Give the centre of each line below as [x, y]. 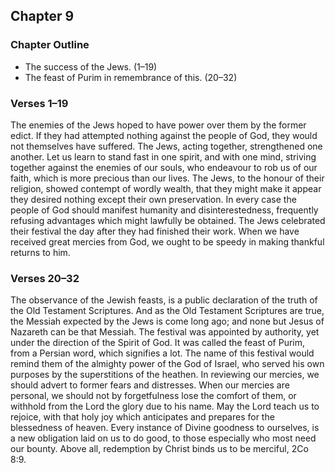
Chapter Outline [50, 45]
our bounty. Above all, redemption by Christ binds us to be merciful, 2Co [159, 449]
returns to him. [40, 252]
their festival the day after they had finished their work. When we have [155, 231]
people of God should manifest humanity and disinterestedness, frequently [164, 210]
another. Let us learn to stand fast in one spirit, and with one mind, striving [163, 156]
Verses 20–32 [45, 278]
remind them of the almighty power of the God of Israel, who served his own [167, 364]
